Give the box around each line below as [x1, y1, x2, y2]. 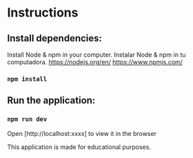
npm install [7, 75, 48, 83]
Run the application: [7, 95, 96, 106]
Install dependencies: [7, 32, 102, 44]
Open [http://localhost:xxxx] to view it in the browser [7, 129, 157, 137]
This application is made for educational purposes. [7, 143, 152, 151]
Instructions [7, 5, 79, 21]
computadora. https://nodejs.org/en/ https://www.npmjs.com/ [7, 58, 183, 66]
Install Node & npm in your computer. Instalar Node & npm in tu [7, 50, 186, 59]
